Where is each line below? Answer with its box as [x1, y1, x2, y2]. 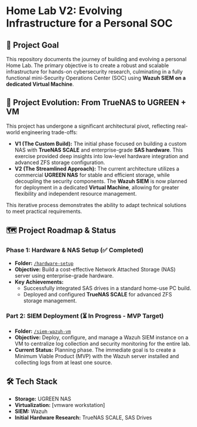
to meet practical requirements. [6, 208, 82, 215]
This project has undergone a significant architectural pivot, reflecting [6, 122, 175, 129]
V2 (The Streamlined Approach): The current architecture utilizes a [14, 165, 179, 172]
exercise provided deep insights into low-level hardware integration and [14, 152, 189, 159]
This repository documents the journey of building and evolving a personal [6, 56, 187, 62]
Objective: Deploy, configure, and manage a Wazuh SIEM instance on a [14, 333, 189, 341]
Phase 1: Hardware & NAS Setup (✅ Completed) [6, 246, 144, 254]
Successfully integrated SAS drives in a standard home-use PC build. [23, 284, 192, 292]
